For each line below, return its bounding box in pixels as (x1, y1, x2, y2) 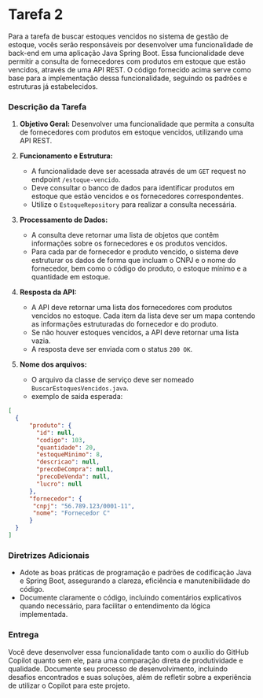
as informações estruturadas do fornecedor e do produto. (31, 319, 218, 329)
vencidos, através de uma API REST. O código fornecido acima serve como (8, 65, 251, 74)
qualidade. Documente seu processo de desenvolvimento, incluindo (8, 663, 228, 674)
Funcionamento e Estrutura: (19, 151, 113, 161)
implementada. (19, 610, 68, 619)
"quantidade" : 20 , (36, 443, 97, 452)
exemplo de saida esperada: (31, 392, 123, 401)
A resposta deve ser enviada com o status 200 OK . (31, 345, 193, 354)
